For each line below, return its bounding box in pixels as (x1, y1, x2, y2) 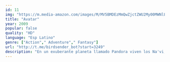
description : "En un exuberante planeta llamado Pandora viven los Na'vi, (5, 49, 166, 54)
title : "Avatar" (5, 16, 39, 21)
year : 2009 (5, 21, 28, 26)
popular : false (5, 26, 37, 31)
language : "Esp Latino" (5, 35, 56, 40)
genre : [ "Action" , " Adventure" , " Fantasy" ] (5, 40, 99, 45)
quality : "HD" (5, 30, 35, 35)
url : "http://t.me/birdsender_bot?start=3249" (5, 44, 105, 49)
